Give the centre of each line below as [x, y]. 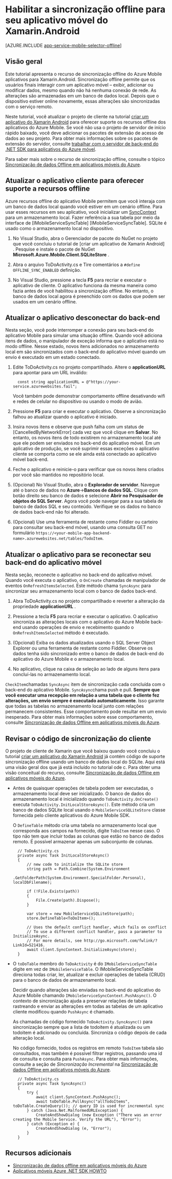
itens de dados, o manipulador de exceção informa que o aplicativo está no [85, 341]
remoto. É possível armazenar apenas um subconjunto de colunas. [83, 841]
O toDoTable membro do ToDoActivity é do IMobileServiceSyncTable [85, 964]
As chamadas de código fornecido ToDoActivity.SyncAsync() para [82, 1022]
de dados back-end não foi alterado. [51, 512]
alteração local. [29, 1038]
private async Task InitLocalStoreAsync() [63, 856]
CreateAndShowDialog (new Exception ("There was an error [99, 1115]
